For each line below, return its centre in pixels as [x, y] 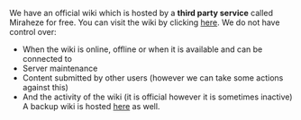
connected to [47, 59]
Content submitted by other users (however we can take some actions [153, 78]
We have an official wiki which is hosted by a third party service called [141, 13]
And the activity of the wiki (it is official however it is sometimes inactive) [157, 97]
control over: [33, 32]
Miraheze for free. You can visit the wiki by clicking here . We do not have [145, 22]
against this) [46, 87]
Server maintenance [60, 68]
